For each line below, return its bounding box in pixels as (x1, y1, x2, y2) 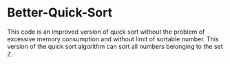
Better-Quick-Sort (7, 5, 112, 21)
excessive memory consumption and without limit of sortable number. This (7, 34, 219, 43)
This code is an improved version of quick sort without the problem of (7, 28, 205, 36)
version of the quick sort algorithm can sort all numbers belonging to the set (7, 42, 223, 50)
